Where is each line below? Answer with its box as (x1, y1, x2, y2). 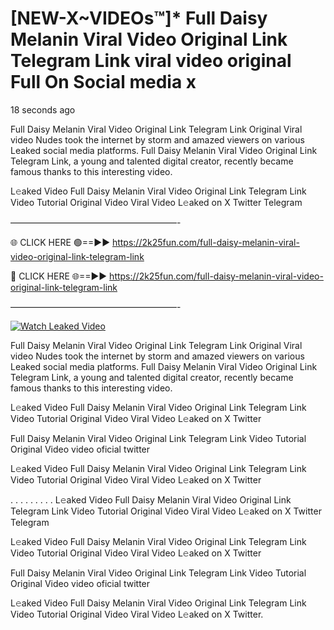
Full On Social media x (10, 71, 197, 94)
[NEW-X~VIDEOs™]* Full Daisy (10, 7, 268, 30)
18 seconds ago (10, 103, 76, 116)
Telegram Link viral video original (10, 50, 292, 72)
